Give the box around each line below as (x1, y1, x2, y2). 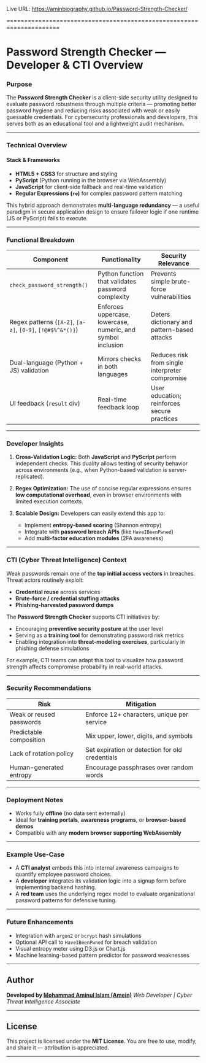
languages (97, 369, 128, 378)
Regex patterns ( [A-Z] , (9, 317, 75, 326)
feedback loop (97, 403, 140, 411)
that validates (97, 277, 137, 285)
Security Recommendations (6, 684, 91, 692)
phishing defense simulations (15, 644, 90, 652)
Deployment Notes (6, 795, 63, 804)
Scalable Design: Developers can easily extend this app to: (15, 509, 166, 517)
